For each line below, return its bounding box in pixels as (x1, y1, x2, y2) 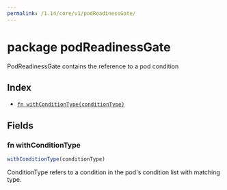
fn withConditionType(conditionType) (16, 101, 125, 108)
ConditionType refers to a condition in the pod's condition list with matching (7, 168, 220, 176)
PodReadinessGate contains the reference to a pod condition (7, 62, 179, 70)
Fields (7, 120, 34, 131)
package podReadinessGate (7, 39, 171, 55)
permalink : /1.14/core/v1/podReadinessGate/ (7, 10, 136, 17)
